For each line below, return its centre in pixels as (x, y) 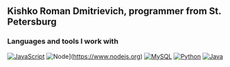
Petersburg (32, 22)
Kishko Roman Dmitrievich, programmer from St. (114, 11)
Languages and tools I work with (63, 42)
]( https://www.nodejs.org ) (106, 56)
